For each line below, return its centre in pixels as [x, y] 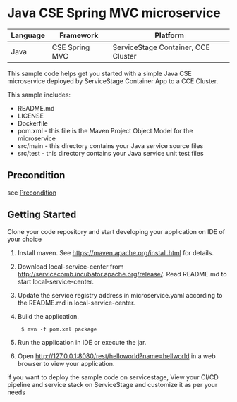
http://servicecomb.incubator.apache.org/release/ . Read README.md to [122, 274]
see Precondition [32, 193]
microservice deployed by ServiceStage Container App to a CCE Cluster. [113, 81]
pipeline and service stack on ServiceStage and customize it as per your [113, 384]
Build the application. [48, 316]
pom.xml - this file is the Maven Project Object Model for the [105, 130]
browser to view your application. [66, 363]
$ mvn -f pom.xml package [59, 329]
